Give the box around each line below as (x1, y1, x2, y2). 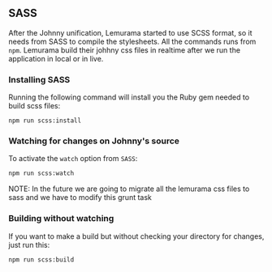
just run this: (8, 240, 50, 249)
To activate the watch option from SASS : (8, 154, 138, 164)
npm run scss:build (8, 255, 75, 264)
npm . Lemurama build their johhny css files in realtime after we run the (8, 45, 241, 55)
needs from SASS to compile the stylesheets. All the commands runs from (8, 36, 257, 46)
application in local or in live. (8, 53, 104, 63)
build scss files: (8, 101, 61, 111)
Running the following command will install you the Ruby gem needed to (8, 92, 250, 102)
